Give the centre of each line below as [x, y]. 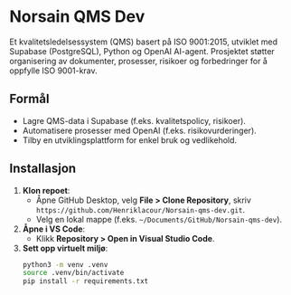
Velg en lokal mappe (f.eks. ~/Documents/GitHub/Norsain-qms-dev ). [159, 219]
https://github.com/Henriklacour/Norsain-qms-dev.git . [141, 209]
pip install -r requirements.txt [85, 281]
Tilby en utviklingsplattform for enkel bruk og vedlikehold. [130, 140]
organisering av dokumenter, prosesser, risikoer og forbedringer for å [139, 61]
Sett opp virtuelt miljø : [65, 248]
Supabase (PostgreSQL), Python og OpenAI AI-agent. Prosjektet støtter [142, 51]
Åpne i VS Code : [54, 229]
